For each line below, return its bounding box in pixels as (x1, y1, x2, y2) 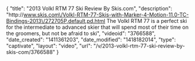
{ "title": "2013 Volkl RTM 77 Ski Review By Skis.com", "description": (6, 5, 173, 12)
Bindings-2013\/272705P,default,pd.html (6, 18, 106, 24)
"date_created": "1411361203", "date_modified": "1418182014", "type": (6, 36, 176, 43)
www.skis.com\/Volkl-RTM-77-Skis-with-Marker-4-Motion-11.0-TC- (23, 11, 189, 18)
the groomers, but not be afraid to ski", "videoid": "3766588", (6, 30, 156, 37)
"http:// (6, 11, 24, 18)
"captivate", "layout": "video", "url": (6, 42, 92, 49)
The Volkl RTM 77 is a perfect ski (106, 18, 187, 24)
